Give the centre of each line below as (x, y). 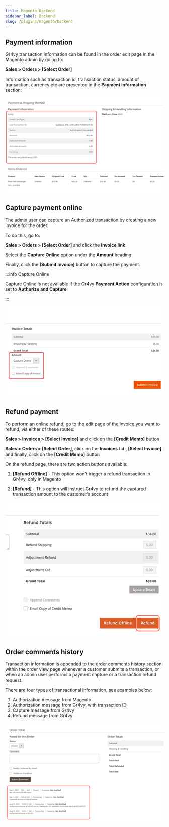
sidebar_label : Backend (30, 16)
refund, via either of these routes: (40, 429)
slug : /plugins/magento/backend (39, 21)
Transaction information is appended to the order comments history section (83, 664)
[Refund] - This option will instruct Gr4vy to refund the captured (79, 489)
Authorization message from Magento (52, 699)
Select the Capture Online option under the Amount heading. (69, 255)
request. (14, 680)
